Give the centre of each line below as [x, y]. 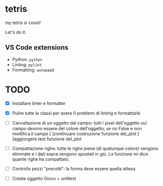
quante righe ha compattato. [41, 159]
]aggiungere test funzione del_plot [47, 139]
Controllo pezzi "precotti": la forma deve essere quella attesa [74, 168]
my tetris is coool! [23, 23]
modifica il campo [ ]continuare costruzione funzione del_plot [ [76, 133]
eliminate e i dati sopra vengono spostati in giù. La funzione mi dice [80, 154]
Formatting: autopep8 [33, 70]
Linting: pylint [27, 64]
